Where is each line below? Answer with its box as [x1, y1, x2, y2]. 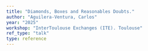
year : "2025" [6, 19, 39, 25]
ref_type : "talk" [6, 30, 50, 36]
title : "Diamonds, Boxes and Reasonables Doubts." [6, 8, 135, 15]
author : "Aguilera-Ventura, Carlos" [6, 14, 97, 20]
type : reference [6, 36, 47, 42]
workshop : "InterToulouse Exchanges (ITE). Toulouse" [6, 25, 143, 31]
